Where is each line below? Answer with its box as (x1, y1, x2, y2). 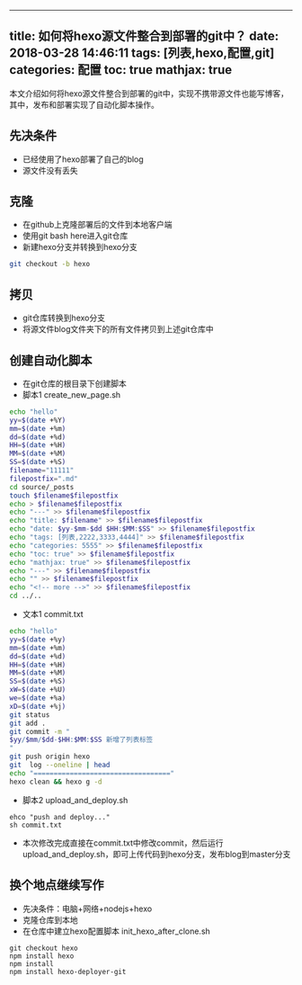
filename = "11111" (9, 466, 75, 475)
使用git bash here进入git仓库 (22, 230, 129, 241)
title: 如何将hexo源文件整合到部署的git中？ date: (9, 29, 280, 44)
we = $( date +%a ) (9, 694, 67, 703)
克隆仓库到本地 (22, 914, 78, 925)
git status (9, 710, 50, 720)
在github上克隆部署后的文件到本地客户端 (22, 219, 173, 230)
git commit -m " (9, 727, 70, 736)
